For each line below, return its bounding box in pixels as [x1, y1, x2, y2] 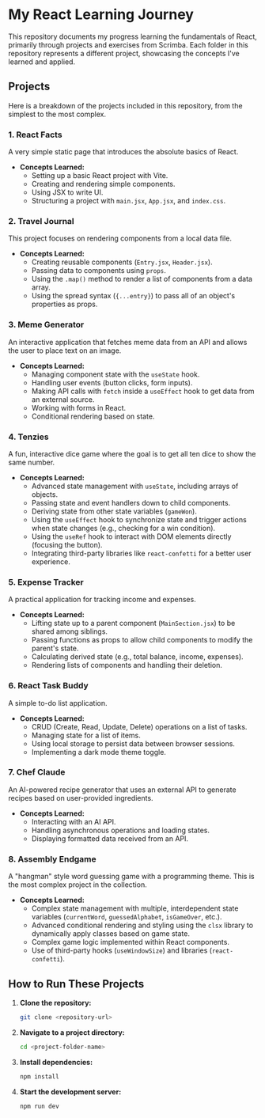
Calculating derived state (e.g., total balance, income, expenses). [31, 652, 244, 661]
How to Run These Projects [8, 977, 145, 991]
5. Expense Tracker [8, 576, 85, 587]
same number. [8, 457, 55, 467]
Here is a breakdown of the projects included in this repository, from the [8, 100, 243, 110]
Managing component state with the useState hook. [31, 370, 200, 379]
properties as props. [31, 299, 98, 309]
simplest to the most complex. [8, 109, 107, 119]
